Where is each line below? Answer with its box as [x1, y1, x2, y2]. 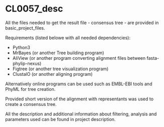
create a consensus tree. [5, 101, 57, 107]
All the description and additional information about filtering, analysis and [5, 111, 157, 117]
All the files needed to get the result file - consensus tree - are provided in [5, 20, 159, 26]
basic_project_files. [5, 25, 45, 31]
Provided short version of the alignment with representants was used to [5, 96, 154, 102]
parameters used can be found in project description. [5, 116, 116, 122]
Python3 [12, 44, 30, 50]
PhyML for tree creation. [5, 86, 56, 92]
